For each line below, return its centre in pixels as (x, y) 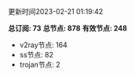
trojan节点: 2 (40, 64)
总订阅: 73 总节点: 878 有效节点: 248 (68, 28)
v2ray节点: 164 (44, 45)
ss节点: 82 (36, 55)
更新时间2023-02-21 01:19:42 (56, 11)
